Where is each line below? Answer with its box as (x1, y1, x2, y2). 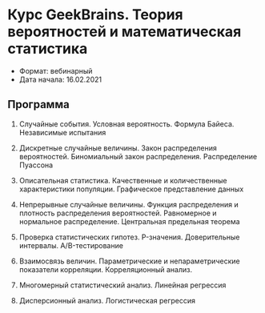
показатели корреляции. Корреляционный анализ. (18, 264, 193, 274)
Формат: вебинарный (18, 66, 93, 75)
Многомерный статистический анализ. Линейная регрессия (18, 280, 227, 290)
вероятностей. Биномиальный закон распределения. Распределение (18, 151, 258, 161)
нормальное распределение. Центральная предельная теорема (18, 216, 241, 226)
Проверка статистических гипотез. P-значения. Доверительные (18, 232, 240, 242)
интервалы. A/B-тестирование (18, 240, 123, 250)
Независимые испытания (18, 127, 106, 137)
